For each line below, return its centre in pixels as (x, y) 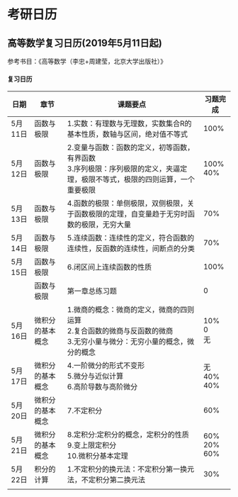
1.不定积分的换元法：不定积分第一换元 (131, 469)
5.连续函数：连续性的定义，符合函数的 (131, 238)
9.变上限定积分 (92, 445)
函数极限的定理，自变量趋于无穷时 (131, 214)
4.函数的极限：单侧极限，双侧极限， (127, 203)
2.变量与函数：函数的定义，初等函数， (131, 147)
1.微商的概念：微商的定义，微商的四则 (131, 310)
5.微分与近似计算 (95, 376)
